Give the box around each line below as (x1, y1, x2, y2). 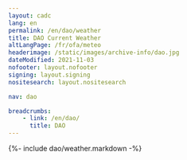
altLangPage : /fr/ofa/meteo (8, 41, 102, 49)
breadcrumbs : (8, 107, 52, 115)
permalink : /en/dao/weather (8, 26, 102, 34)
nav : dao (8, 92, 37, 100)
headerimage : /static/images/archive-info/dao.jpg (8, 49, 180, 57)
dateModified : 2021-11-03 (8, 57, 94, 64)
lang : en (8, 19, 37, 27)
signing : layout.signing (8, 71, 91, 79)
